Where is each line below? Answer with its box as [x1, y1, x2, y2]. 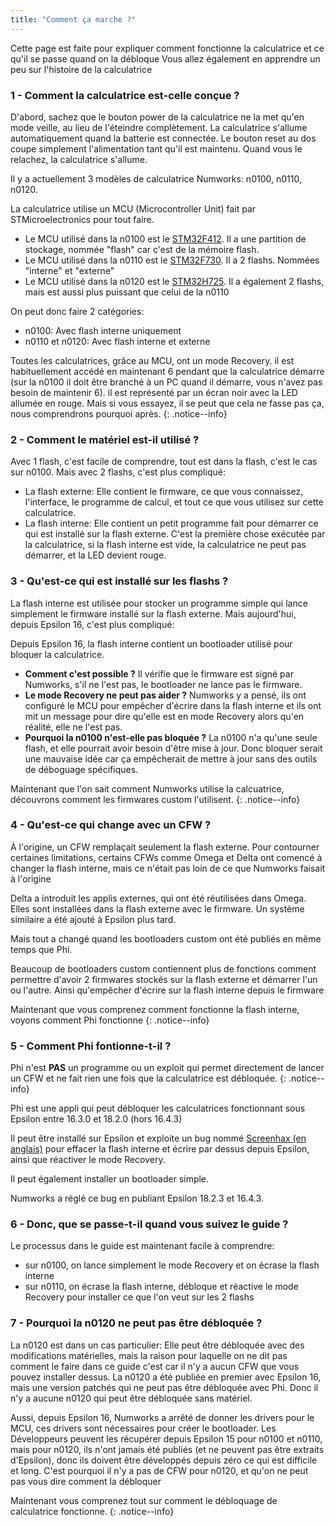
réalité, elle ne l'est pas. [24, 721, 123, 733]
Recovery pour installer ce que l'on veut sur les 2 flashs [24, 1291, 255, 1303]
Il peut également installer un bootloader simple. [10, 1173, 210, 1185]
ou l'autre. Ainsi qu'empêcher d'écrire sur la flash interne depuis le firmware [10, 984, 325, 996]
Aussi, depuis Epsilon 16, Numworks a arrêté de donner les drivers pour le [10, 1411, 315, 1423]
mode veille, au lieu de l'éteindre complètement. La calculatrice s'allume [10, 121, 308, 133]
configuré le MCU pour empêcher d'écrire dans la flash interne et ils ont [24, 699, 322, 711]
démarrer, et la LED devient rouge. [24, 549, 167, 561]
